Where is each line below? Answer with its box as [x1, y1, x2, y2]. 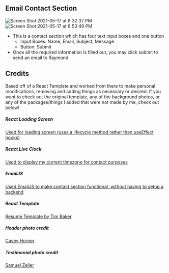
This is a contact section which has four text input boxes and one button [12, 33, 164, 39]
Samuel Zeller [5, 262, 35, 268]
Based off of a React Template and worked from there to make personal [5, 83, 156, 89]
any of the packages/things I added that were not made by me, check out [5, 99, 159, 105]
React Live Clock [5, 146, 42, 152]
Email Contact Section [5, 4, 77, 13]
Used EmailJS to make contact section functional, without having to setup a [5, 183, 164, 189]
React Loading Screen [5, 116, 53, 122]
